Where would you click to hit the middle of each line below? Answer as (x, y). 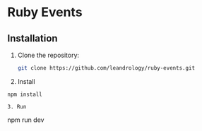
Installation (32, 38)
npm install (25, 94)
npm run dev (26, 120)
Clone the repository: (48, 55)
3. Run (17, 106)
